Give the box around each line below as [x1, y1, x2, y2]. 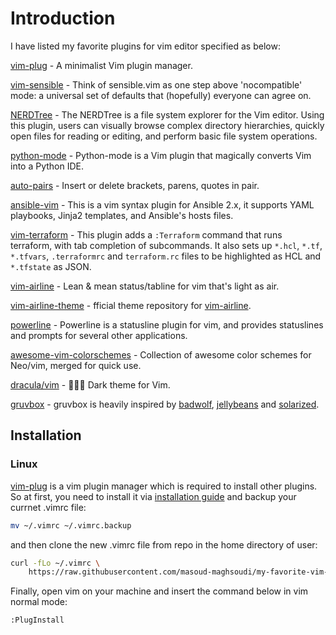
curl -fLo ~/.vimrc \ [10, 558, 101, 568]
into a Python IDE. [10, 160, 85, 172]
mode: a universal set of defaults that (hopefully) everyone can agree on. [10, 89, 312, 101]
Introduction [10, 7, 116, 30]
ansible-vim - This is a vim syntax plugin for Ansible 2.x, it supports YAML [10, 198, 315, 211]
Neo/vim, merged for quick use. [10, 359, 142, 371]
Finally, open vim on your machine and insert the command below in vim [10, 585, 309, 597]
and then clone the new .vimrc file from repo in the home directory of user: [10, 538, 318, 551]
